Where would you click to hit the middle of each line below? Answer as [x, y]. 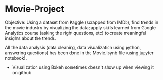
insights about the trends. [31, 38]
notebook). [16, 58]
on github [22, 72]
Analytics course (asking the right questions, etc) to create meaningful [76, 33]
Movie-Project [35, 9]
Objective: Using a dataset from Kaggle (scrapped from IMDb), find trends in [82, 22]
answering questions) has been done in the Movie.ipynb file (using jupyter [79, 53]
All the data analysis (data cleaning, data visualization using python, [73, 47]
